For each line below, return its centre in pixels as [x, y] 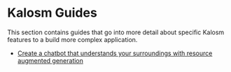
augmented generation [50, 60]
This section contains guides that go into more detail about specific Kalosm [116, 32]
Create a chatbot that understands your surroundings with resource [115, 53]
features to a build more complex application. [72, 39]
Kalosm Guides [52, 13]
